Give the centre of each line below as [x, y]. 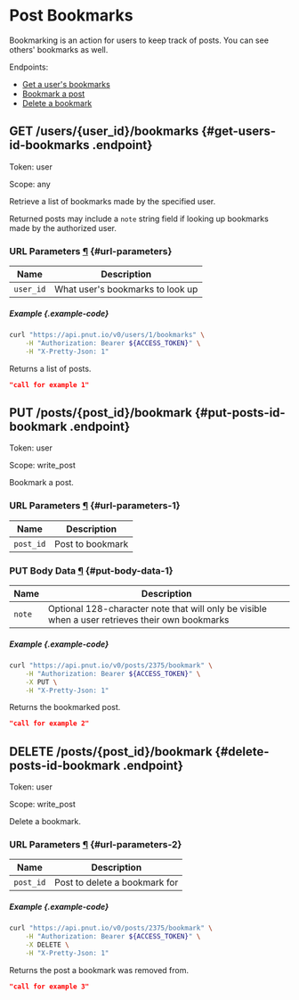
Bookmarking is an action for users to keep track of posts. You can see [139, 40]
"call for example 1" [49, 384]
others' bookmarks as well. [59, 49]
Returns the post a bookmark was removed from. [99, 970]
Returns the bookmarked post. [65, 707]
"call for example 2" [49, 723]
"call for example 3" [49, 987]
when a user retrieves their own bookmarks [138, 619]
